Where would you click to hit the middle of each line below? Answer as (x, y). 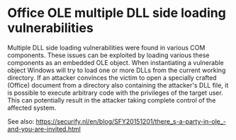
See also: (21, 121)
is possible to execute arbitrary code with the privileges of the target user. (115, 93)
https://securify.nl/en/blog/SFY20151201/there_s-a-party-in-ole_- (131, 121)
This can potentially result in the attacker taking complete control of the (112, 100)
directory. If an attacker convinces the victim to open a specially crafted (112, 77)
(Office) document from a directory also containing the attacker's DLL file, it (118, 85)
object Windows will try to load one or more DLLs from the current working (117, 70)
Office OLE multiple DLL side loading (117, 13)
